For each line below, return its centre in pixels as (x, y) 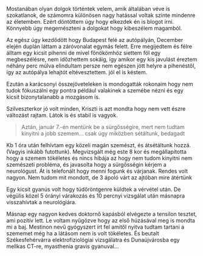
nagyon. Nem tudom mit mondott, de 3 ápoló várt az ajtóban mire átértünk (99, 178)
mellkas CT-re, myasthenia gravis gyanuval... (63, 246)
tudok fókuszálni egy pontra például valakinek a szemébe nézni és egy (95, 90)
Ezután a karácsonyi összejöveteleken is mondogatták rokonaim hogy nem (100, 84)
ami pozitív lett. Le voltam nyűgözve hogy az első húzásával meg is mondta (101, 220)
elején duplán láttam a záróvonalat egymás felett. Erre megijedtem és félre (99, 46)
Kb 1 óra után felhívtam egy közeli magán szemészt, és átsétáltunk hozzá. (99, 145)
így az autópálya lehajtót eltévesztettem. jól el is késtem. (77, 72)
